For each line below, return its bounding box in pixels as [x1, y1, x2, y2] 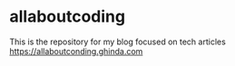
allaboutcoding [9, 6, 125, 27]
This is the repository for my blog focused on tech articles [9, 36, 227, 47]
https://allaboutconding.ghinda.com [9, 45, 143, 56]
